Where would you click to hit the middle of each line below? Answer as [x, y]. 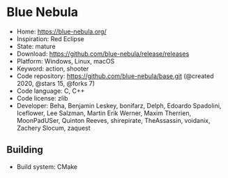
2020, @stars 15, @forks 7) [55, 83]
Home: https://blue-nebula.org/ [61, 31]
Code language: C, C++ [51, 91]
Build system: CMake [47, 166]
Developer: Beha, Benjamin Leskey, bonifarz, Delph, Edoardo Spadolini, [119, 105]
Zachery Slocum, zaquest [54, 128]
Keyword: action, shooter [53, 68]
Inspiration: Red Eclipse [50, 38]
